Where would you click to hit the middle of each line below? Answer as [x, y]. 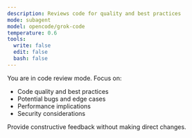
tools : [17, 39]
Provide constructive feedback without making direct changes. [97, 127]
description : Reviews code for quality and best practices [94, 13]
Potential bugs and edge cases [61, 99]
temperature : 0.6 [32, 33]
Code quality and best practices [63, 91]
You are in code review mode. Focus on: [64, 78]
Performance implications [54, 106]
